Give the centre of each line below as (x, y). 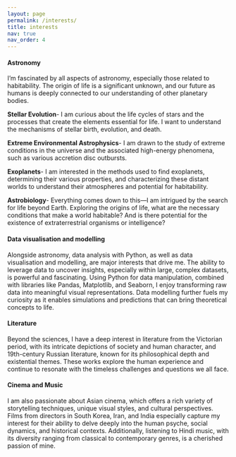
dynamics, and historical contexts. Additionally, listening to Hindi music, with (118, 430)
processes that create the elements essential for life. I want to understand (114, 122)
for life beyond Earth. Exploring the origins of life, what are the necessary (113, 208)
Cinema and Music (35, 385)
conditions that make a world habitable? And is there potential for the (107, 215)
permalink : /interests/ (42, 20)
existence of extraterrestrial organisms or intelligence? (86, 223)
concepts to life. (31, 307)
